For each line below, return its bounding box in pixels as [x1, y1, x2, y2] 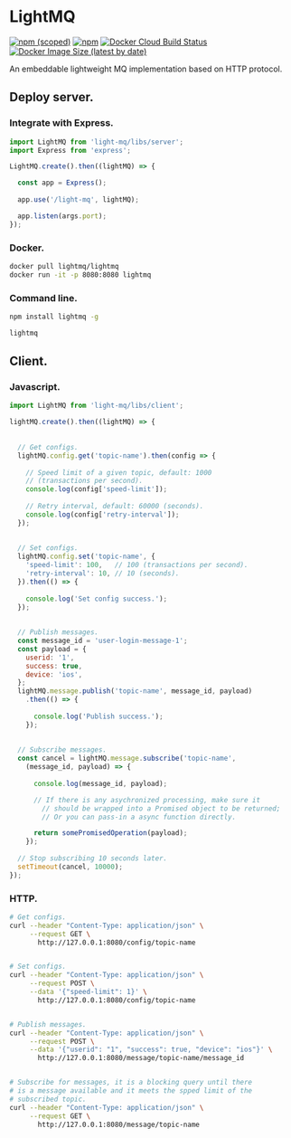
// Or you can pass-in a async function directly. [42, 812, 237, 821]
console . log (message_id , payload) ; [33, 779, 168, 788]
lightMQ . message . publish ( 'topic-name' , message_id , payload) [17, 687, 253, 696]
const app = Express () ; [17, 178, 107, 187]
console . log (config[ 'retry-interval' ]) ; [25, 509, 180, 519]
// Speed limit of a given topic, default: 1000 [25, 468, 212, 477]
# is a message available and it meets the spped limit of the [9, 1086, 253, 1095]
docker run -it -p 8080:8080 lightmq [9, 270, 152, 280]
